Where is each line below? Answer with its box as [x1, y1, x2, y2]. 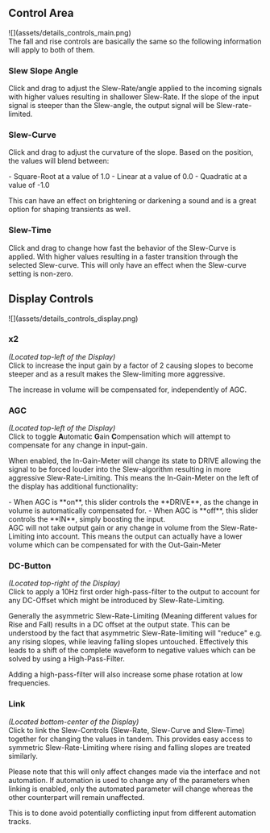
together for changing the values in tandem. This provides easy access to [8, 734, 253, 743]
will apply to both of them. [8, 44, 95, 55]
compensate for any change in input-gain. [8, 440, 147, 450]
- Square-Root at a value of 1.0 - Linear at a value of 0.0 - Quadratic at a [8, 172, 247, 181]
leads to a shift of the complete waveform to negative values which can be [8, 645, 256, 656]
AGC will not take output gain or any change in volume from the [8, 523, 219, 533]
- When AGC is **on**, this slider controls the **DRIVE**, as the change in [8, 498, 260, 507]
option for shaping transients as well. [8, 205, 131, 214]
